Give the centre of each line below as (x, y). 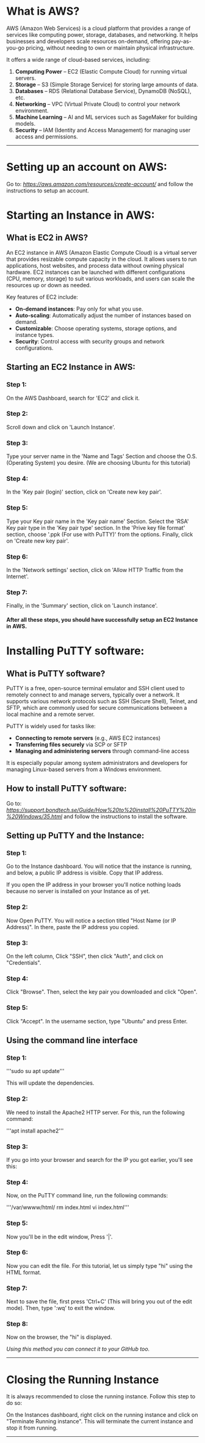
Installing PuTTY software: (75, 651)
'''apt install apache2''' (35, 1131)
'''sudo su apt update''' (35, 1071)
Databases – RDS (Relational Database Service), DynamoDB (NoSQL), (103, 91)
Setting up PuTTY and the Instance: (75, 836)
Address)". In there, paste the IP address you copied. (73, 927)
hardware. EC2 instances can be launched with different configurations (96, 272)
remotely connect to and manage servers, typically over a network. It (93, 695)
